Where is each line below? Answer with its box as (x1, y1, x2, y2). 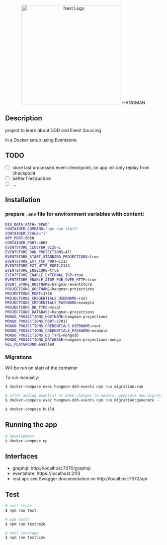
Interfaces (5, 452, 38, 461)
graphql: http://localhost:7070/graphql (12, 465, 91, 471)
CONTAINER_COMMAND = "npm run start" (5, 227, 79, 232)
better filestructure (12, 175, 51, 181)
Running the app (5, 420, 57, 429)
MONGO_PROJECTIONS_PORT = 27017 (5, 318, 68, 324)
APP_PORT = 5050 (5, 236, 35, 241)
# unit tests (5, 503, 32, 509)
